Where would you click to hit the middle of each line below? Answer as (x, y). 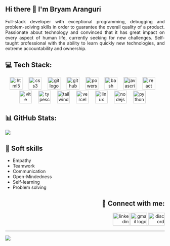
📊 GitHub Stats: (31, 118)
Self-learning (26, 182)
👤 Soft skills (24, 148)
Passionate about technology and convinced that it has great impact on (85, 32)
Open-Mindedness (32, 177)
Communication (29, 171)
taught (12, 43)
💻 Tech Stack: (29, 65)
